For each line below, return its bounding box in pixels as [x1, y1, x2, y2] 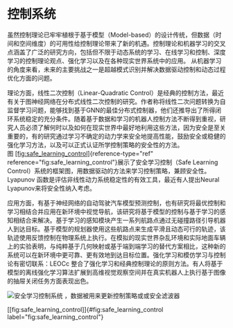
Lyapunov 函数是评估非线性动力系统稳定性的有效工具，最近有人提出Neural [7, 175, 220, 184]
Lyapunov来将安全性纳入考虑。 [7, 184, 96, 192]
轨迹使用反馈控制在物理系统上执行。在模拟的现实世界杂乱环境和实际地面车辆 [7, 233, 226, 241]
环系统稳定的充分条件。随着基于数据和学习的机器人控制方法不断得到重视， [7, 114, 220, 123]
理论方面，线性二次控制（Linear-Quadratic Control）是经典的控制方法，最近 [7, 88, 224, 97]
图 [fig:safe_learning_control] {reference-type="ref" [7, 149, 154, 157]
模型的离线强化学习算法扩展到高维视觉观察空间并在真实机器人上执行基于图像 [7, 268, 226, 276]
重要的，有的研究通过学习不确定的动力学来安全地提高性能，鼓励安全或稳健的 [7, 132, 226, 140]
